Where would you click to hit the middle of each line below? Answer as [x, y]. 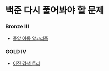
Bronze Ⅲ [17, 27]
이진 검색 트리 [26, 63]
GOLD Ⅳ [16, 52]
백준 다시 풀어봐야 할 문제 [55, 10]
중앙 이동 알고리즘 [30, 38]
